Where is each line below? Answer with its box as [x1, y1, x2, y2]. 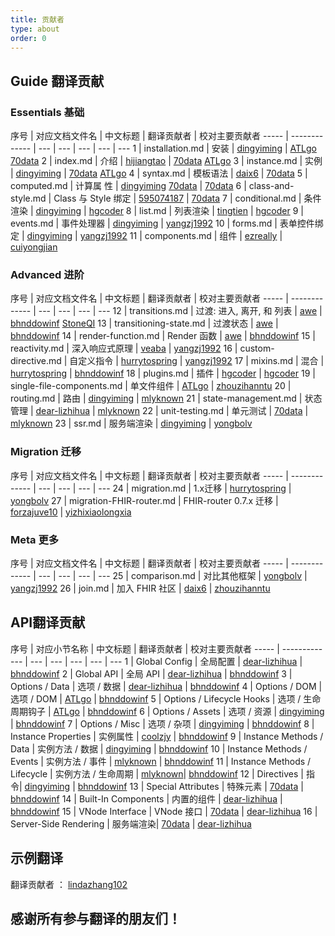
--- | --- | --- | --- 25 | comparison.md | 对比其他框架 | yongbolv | [38, 569, 308, 581]
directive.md [10, 355, 62, 367]
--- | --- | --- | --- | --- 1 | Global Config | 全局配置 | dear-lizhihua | [29, 655, 303, 667]
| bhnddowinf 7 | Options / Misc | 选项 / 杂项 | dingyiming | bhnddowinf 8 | [10, 717, 315, 730]
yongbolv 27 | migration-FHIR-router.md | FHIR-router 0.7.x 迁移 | [10, 494, 279, 506]
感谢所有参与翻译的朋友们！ [10, 910, 182, 927]
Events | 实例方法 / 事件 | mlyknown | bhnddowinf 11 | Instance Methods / [10, 755, 312, 767]
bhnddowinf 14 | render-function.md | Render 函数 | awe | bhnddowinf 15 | [10, 330, 316, 342]
